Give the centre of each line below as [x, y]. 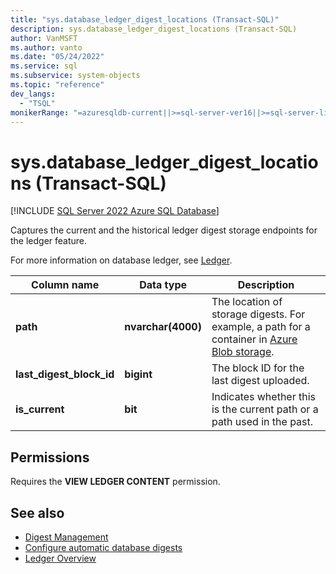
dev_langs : [33, 94]
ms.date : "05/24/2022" [57, 57]
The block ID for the [258, 368]
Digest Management [66, 537]
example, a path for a [261, 327]
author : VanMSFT [44, 38]
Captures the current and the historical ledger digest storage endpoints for [164, 230]
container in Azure [254, 339]
